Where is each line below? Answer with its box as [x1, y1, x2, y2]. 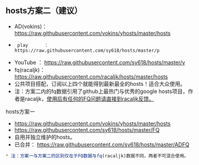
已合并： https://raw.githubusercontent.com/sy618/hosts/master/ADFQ [14, 140, 189, 148]
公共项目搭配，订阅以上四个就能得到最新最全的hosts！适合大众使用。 [14, 80, 186, 87]
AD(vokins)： [14, 23, 47, 30]
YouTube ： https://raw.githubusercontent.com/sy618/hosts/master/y [14, 59, 185, 66]
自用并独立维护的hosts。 [14, 133, 76, 140]
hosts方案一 [5, 107, 35, 115]
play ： [17, 42, 49, 48]
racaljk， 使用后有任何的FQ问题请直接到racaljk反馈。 [25, 95, 154, 102]
